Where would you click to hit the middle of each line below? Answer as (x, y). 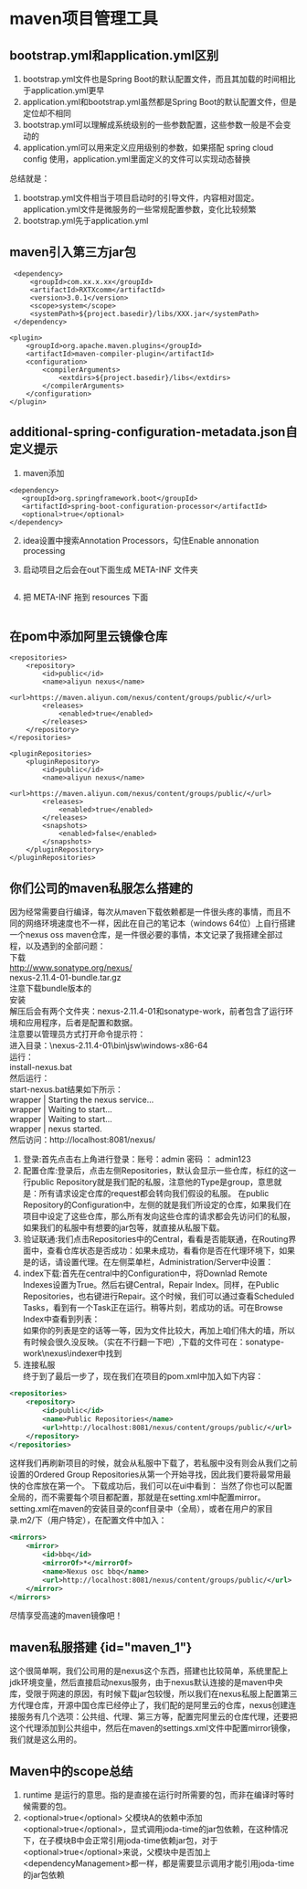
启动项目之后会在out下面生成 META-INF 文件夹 (111, 569)
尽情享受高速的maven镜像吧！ (66, 1616)
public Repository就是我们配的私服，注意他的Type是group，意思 (152, 1182)
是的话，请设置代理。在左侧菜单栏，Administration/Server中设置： (148, 1262)
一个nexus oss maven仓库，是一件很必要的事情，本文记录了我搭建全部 (143, 935)
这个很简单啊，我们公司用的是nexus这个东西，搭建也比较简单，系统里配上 (149, 1671)
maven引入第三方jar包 (73, 252)
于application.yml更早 (64, 90)
